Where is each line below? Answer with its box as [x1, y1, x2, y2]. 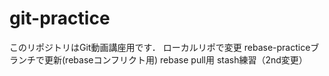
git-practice [9, 7, 111, 30]
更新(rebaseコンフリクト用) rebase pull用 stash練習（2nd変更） [43, 53, 308, 66]
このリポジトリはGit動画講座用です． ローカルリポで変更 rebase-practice [9, 41, 311, 53]
